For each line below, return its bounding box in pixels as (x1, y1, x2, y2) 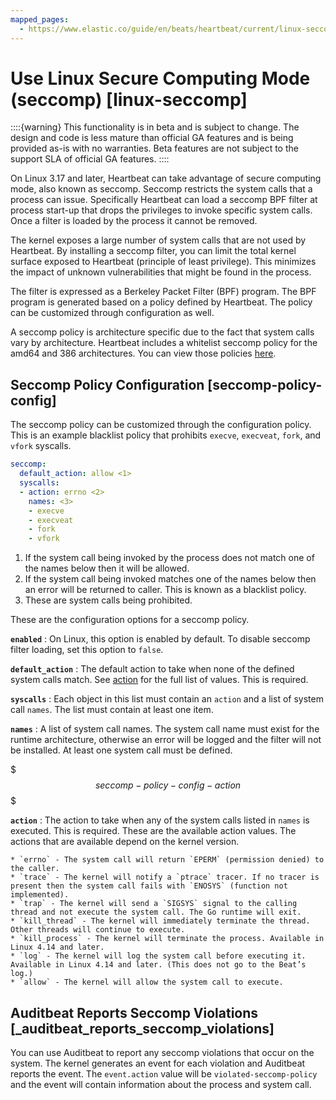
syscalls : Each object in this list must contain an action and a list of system (10, 693, 324, 705)
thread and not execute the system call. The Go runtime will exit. (10, 907, 302, 918)
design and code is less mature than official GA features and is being (10, 132, 294, 144)
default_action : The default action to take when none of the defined (10, 663, 295, 675)
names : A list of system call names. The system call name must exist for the (10, 723, 320, 735)
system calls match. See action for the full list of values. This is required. (10, 674, 309, 686)
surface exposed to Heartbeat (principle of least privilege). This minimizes (10, 256, 317, 268)
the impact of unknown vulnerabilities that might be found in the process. (10, 266, 312, 278)
